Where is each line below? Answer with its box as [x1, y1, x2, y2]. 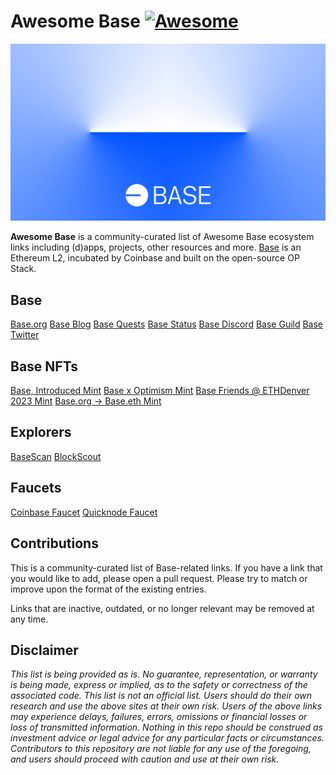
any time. [10, 613, 49, 625]
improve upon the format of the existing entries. [10, 583, 207, 595]
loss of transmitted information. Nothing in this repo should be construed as [10, 721, 323, 734]
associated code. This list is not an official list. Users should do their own [10, 690, 313, 702]
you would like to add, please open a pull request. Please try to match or [10, 572, 308, 584]
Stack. [10, 263, 37, 275]
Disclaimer [10, 641, 79, 659]
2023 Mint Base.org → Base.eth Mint [10, 395, 162, 407]
